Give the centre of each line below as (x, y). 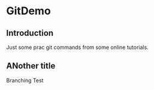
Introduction (30, 33)
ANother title (31, 66)
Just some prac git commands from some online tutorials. (77, 47)
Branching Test (25, 80)
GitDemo (28, 11)
